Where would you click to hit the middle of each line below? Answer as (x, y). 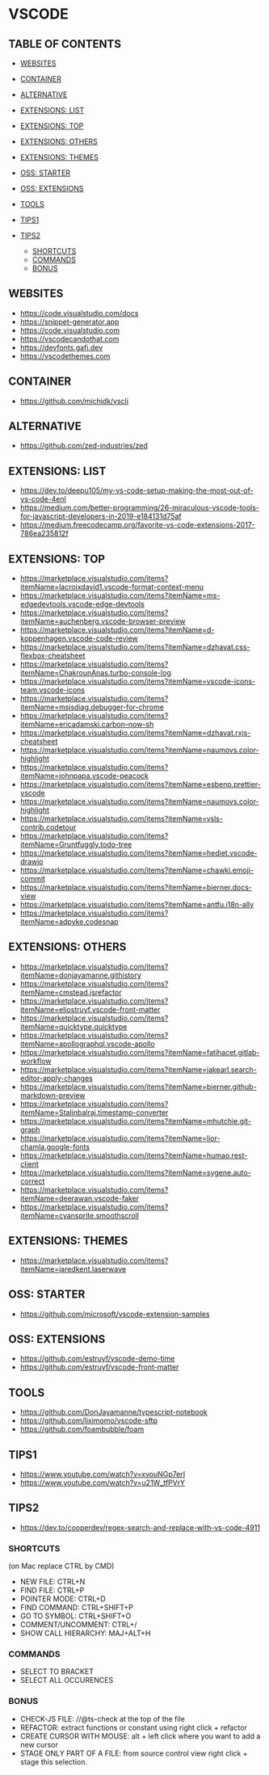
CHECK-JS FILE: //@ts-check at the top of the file (103, 1718)
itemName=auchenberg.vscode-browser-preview (103, 621)
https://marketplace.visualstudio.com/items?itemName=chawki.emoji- (137, 870)
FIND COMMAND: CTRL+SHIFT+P (76, 1608)
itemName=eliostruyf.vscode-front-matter (90, 1009)
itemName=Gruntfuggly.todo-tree (76, 844)
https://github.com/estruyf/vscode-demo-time (97, 1359)
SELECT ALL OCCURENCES (67, 1680)
